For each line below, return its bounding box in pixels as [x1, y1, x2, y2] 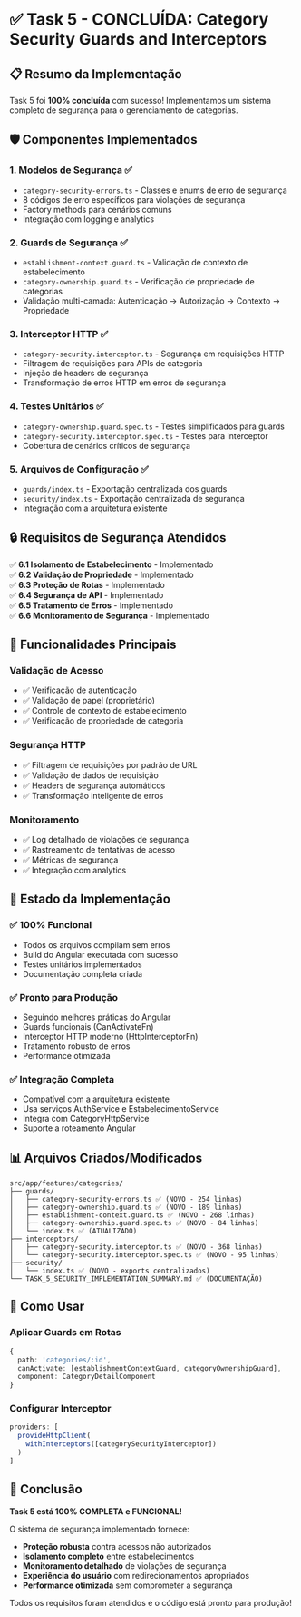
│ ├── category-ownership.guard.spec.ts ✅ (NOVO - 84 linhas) [9, 1219, 259, 1228]
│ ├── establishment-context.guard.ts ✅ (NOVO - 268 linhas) [9, 1211, 256, 1220]
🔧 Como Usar [9, 1299, 85, 1314]
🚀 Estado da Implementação [9, 892, 170, 907]
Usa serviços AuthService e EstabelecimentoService [22, 1103, 219, 1114]
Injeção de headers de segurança [22, 368, 149, 379]
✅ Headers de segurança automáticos [22, 780, 166, 791]
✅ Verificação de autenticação [22, 684, 138, 695]
